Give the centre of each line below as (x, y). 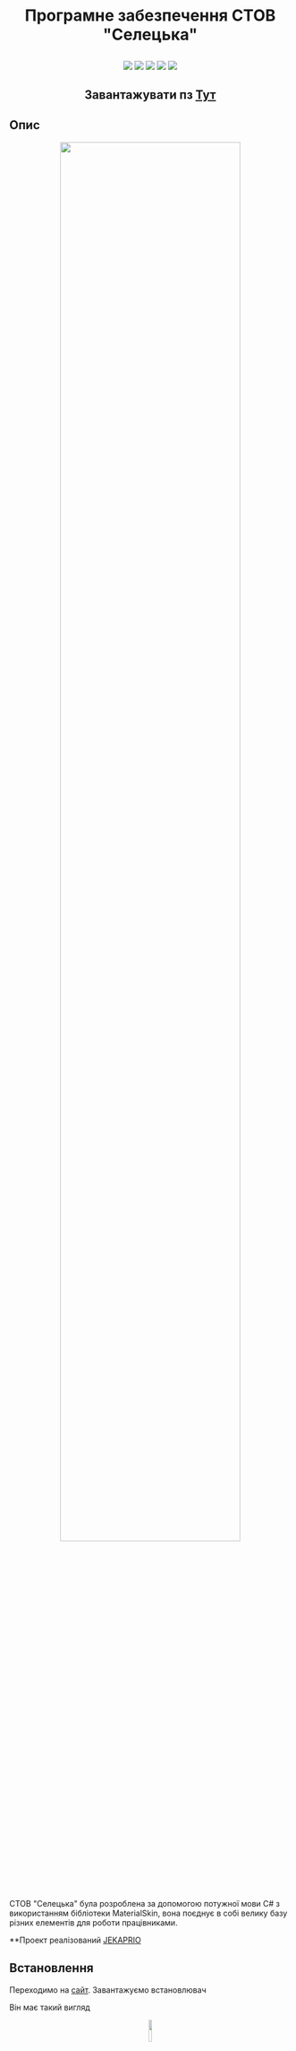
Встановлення (51, 1968)
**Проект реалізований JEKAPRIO (75, 1940)
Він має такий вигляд (50, 2007)
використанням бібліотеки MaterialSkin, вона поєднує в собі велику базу (148, 1913)
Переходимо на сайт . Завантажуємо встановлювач (108, 1990)
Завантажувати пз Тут (150, 95)
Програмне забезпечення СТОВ (150, 16)
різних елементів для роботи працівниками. (93, 1922)
